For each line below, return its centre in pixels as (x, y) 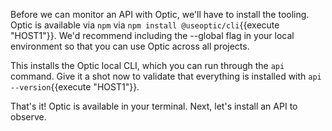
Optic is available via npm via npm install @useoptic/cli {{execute (145, 25)
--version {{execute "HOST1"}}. (75, 87)
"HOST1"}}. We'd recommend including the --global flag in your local (152, 35)
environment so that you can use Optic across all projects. (130, 46)
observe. (28, 117)
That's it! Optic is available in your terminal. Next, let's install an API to (154, 106)
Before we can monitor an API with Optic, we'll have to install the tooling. (160, 14)
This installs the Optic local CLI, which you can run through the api (147, 65)
